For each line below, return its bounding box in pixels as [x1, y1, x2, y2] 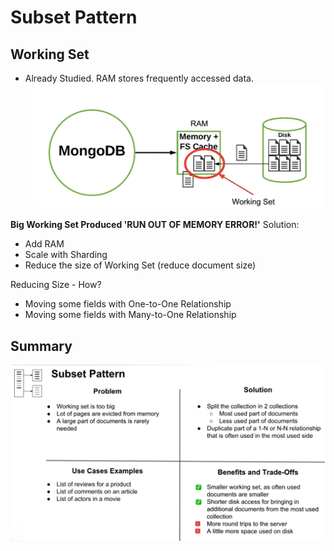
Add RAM [24, 238, 65, 250]
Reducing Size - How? [10, 279, 102, 291]
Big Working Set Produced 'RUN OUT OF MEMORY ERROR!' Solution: [10, 219, 300, 231]
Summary [10, 337, 73, 355]
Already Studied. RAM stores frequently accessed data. [24, 72, 254, 84]
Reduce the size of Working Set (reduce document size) [24, 259, 257, 271]
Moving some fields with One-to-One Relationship [24, 298, 232, 310]
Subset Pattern [10, 6, 138, 29]
